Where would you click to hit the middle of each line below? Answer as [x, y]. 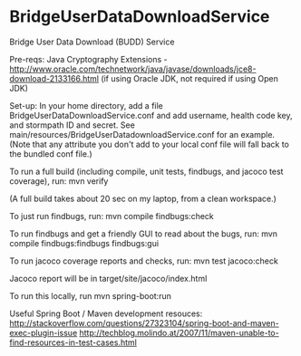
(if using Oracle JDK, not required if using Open [190, 78]
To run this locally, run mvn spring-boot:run [91, 295]
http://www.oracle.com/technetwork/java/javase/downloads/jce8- [133, 69]
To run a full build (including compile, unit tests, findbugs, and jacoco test [146, 171]
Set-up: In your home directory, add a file [86, 105]
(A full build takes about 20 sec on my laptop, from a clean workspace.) [143, 198]
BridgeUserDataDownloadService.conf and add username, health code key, [151, 115]
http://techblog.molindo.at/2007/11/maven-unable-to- [179, 332]
